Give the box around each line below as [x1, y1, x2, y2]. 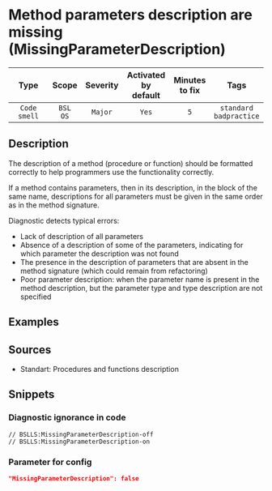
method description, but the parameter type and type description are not [19, 283, 263, 292]
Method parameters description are [8, 6, 253, 24]
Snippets [8, 387, 55, 402]
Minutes [173, 75, 206, 86]
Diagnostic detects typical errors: [8, 216, 120, 225]
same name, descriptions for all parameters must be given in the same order [8, 191, 263, 201]
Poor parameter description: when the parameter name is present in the [19, 274, 260, 284]
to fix [179, 84, 201, 96]
